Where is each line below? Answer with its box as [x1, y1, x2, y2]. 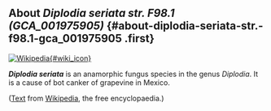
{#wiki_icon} [49, 53, 92, 63]
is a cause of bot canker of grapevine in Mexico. [8, 77, 171, 88]
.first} [124, 32, 155, 45]
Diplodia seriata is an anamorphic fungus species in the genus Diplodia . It [8, 69, 259, 79]
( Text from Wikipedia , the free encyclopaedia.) [8, 93, 164, 103]
